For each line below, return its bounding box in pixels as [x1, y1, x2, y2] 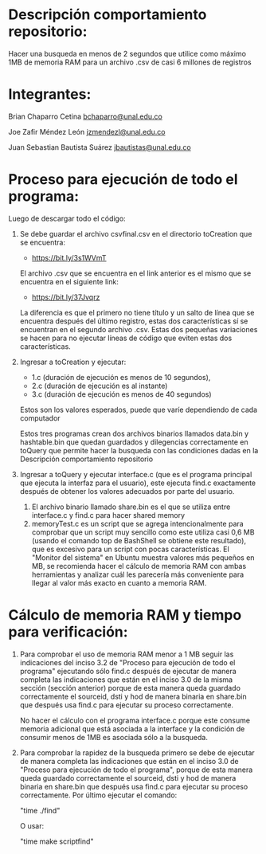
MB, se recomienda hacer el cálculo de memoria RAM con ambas [31, 561, 247, 570]
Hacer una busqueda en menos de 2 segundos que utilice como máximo [8, 49, 247, 58]
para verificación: [8, 623, 129, 640]
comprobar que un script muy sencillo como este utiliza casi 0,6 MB [31, 527, 255, 537]
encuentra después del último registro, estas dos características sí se [19, 316, 248, 326]
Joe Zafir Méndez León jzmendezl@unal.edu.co [8, 127, 166, 136]
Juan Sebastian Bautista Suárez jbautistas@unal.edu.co [8, 142, 191, 152]
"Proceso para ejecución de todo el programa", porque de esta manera [19, 765, 253, 774]
